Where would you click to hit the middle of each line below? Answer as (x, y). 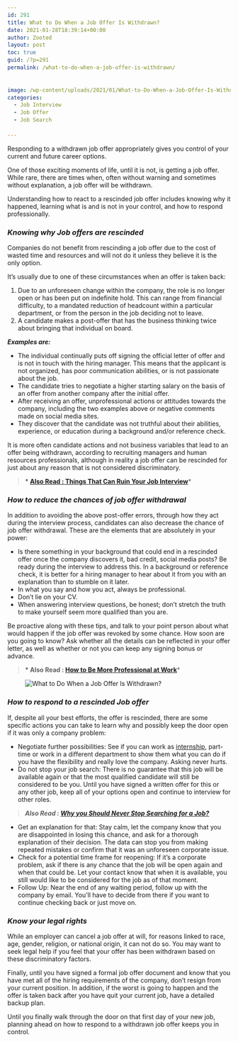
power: (18, 538)
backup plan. (27, 1003)
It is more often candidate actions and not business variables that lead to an (118, 445)
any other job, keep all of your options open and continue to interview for (124, 792)
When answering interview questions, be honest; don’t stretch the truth (121, 605)
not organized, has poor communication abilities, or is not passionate (118, 371)
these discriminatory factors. (49, 959)
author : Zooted (30, 38)
